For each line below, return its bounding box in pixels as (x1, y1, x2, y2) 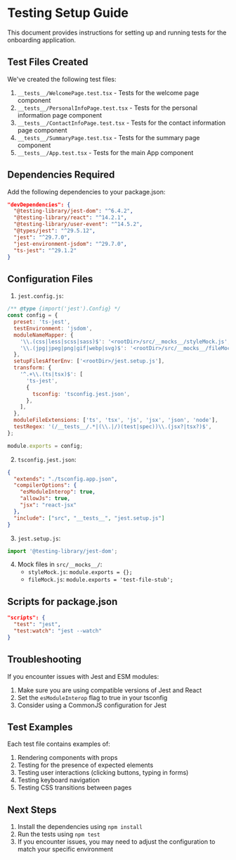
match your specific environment (17, 845, 114, 854)
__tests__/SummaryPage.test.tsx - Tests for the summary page (17, 133, 200, 142)
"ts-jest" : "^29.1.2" (13, 247, 77, 254)
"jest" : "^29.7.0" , (13, 234, 71, 241)
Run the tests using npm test (17, 830, 100, 839)
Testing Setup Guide (7, 5, 129, 21)
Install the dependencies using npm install (17, 823, 143, 831)
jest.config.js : (17, 292, 65, 300)
